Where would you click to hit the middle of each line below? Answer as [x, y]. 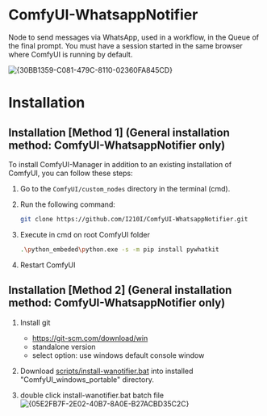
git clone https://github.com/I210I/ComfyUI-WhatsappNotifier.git [134, 219]
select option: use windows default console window [118, 355]
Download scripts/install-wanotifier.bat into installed [106, 371]
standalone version [64, 347]
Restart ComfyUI [48, 265]
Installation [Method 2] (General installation [120, 290]
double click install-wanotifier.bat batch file [92, 395]
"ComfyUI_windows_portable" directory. [87, 379]
